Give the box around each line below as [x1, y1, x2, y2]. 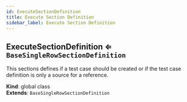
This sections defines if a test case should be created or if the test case [6, 65, 182, 72]
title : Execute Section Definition [6, 14, 94, 20]
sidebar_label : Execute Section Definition [6, 20, 116, 26]
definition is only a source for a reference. [6, 72, 109, 79]
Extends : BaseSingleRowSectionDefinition [6, 90, 110, 97]
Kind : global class [6, 83, 50, 90]
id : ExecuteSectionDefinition [6, 8, 81, 15]
